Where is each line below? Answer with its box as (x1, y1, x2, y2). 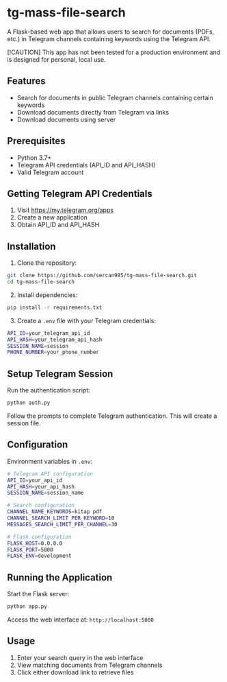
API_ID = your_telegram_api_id (7, 329, 90, 337)
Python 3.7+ (16, 153, 52, 162)
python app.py (7, 603, 48, 610)
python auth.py (7, 399, 51, 406)
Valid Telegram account (16, 168, 84, 176)
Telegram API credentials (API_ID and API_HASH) (16, 161, 156, 169)
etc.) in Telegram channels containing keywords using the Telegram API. (7, 34, 211, 43)
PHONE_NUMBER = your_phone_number (7, 349, 99, 356)
